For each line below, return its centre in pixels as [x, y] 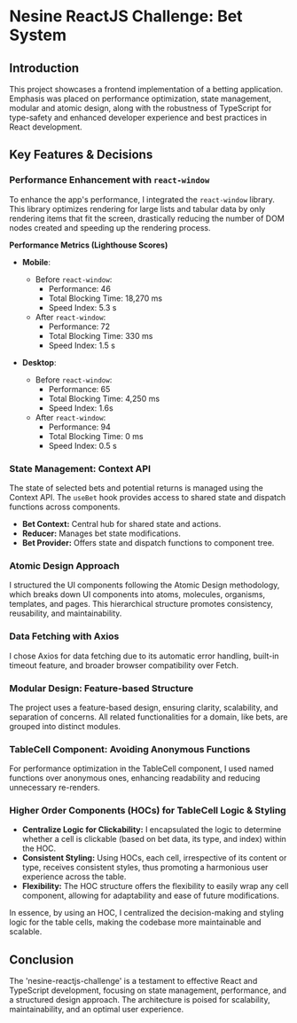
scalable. [26, 932]
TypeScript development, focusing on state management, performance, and [148, 990]
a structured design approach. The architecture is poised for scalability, [140, 1000]
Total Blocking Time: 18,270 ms [105, 298]
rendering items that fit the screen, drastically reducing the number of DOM [147, 218]
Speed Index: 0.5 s [82, 445]
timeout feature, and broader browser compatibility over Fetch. [124, 665]
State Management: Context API [80, 468]
